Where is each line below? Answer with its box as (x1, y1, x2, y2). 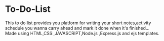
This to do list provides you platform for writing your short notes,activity (5, 20, 152, 26)
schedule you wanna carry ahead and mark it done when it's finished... (5, 25, 150, 31)
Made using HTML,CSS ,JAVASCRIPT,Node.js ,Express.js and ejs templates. (5, 30, 160, 36)
